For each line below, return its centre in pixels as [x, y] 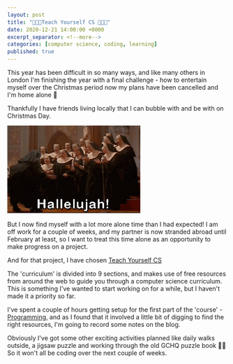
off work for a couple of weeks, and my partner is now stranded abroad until [117, 232]
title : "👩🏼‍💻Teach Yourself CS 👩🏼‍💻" [59, 22]
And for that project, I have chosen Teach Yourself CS [84, 260]
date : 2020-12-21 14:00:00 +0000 [56, 29]
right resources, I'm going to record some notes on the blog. [94, 324]
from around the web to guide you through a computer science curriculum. [115, 281]
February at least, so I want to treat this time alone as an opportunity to [109, 239]
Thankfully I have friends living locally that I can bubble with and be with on [116, 108]
